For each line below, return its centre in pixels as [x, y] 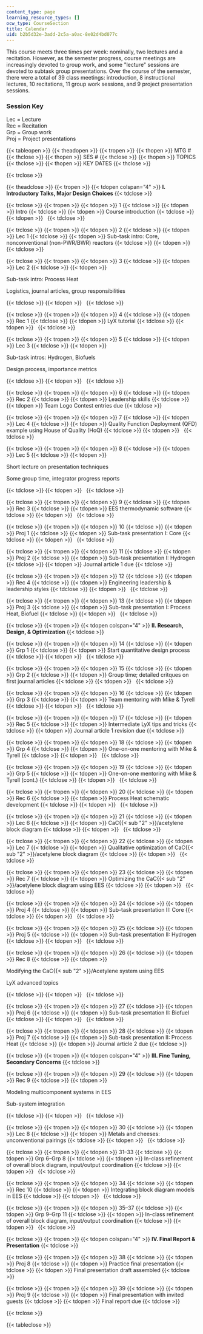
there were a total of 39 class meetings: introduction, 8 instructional [91, 78]
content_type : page [31, 12]
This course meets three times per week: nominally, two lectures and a [95, 52]
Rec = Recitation [27, 126]
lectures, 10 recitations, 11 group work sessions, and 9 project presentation [99, 84]
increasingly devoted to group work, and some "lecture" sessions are [93, 65]
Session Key [25, 106]
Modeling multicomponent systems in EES [59, 1092]
